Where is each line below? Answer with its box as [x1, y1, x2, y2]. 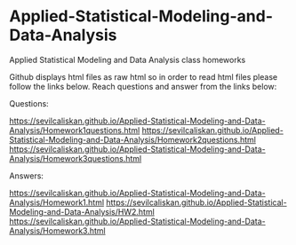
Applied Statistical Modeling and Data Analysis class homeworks [9, 54, 246, 65]
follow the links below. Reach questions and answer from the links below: [9, 81, 277, 91]
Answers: [9, 170, 44, 181]
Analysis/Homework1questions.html [9, 124, 140, 135]
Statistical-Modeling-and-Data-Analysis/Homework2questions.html [9, 134, 256, 145]
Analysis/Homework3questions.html [9, 153, 142, 163]
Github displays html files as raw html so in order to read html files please [9, 71, 278, 82]
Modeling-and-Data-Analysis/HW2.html [9, 206, 156, 217]
